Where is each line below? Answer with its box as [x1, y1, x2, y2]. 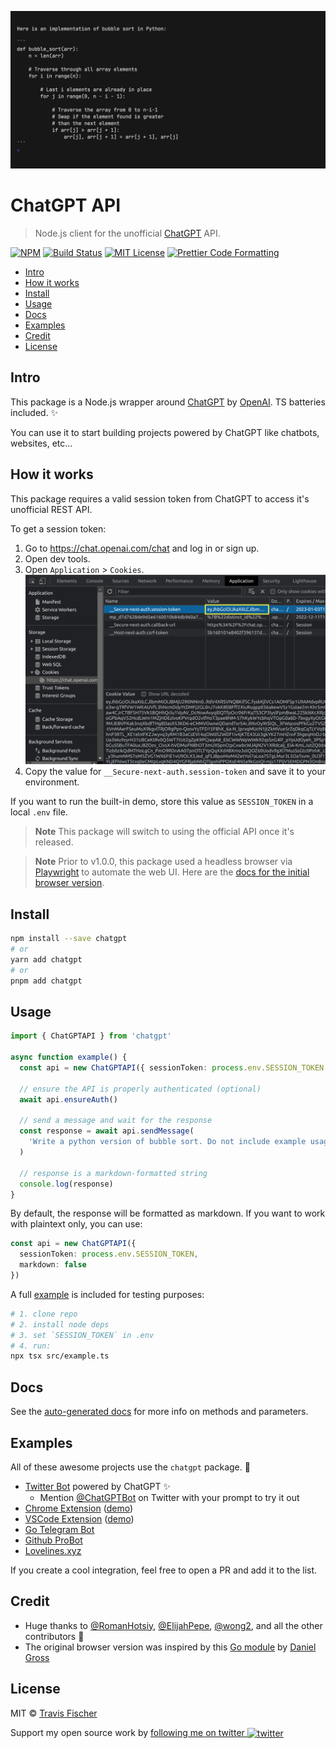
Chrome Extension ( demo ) [24, 1502, 134, 1514]
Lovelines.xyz [24, 1544, 82, 1556]
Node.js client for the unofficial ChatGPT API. [34, 227, 221, 239]
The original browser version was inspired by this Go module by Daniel [24, 1641, 317, 1653]
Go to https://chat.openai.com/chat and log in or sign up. [24, 542, 260, 554]
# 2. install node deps [10, 1319, 110, 1330]
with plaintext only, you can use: [10, 1218, 143, 1230]
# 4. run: [10, 1341, 52, 1351]
